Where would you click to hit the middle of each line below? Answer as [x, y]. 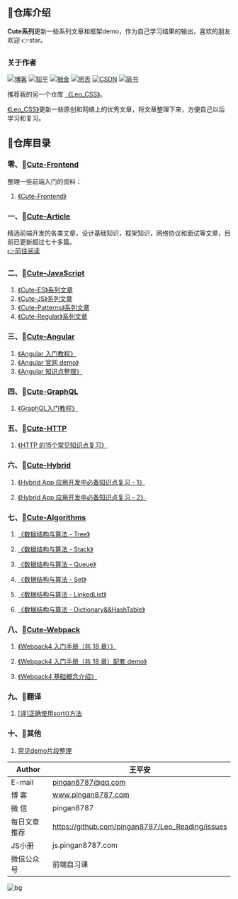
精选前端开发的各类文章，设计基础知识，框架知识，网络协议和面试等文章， [116, 233]
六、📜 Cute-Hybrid [39, 465]
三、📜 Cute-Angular [41, 337]
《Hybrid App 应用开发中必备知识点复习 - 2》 [82, 497]
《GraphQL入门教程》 [48, 408]
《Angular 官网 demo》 [48, 362]
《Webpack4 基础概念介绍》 [57, 677]
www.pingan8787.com [91, 795]
